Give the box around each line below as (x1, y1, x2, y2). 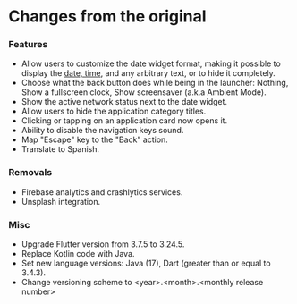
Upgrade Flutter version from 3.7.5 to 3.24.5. (21, 239, 185, 249)
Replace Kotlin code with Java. (21, 249, 135, 259)
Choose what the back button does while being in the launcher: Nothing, (21, 78, 289, 89)
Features (8, 38, 48, 51)
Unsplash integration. (21, 196, 100, 207)
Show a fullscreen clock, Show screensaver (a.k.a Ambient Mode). (21, 87, 267, 97)
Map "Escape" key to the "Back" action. (21, 134, 169, 145)
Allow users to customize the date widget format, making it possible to (21, 58, 281, 69)
